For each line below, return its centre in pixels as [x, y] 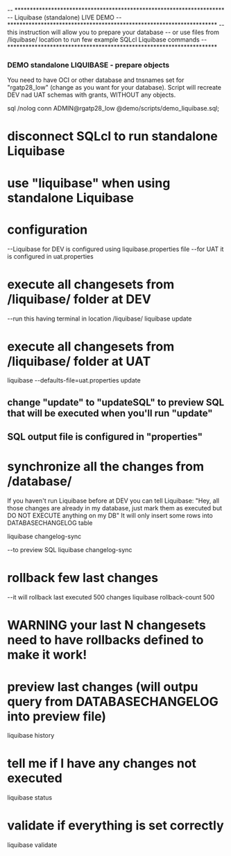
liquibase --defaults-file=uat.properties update [74, 380]
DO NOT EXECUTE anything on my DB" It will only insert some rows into [110, 516]
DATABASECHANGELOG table [50, 523]
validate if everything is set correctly [115, 826]
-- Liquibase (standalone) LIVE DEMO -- [65, 17]
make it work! [47, 655]
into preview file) [57, 716]
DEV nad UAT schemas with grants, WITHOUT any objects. [92, 95]
